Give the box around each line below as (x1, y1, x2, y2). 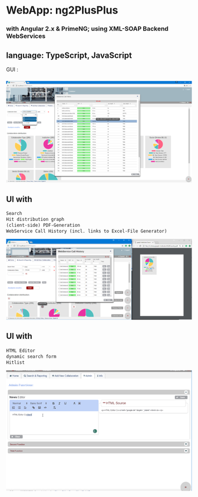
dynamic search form (6, 354, 57, 359)
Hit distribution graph (6, 217, 65, 223)
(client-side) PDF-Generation (6, 223, 81, 228)
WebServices (6, 32, 46, 40)
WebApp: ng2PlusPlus (6, 4, 118, 17)
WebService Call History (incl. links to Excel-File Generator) (6, 228, 167, 234)
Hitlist (6, 359, 25, 365)
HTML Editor (6, 348, 35, 354)
